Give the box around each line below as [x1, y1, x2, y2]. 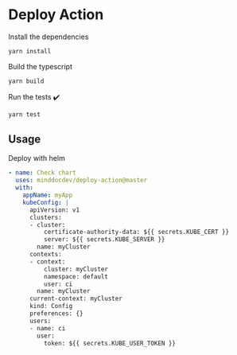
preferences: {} [29, 310, 84, 318]
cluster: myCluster [43, 265, 109, 273]
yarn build [8, 77, 45, 85]
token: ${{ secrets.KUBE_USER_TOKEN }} [43, 339, 177, 347]
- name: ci [29, 324, 66, 332]
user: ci [43, 280, 73, 288]
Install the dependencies [8, 32, 89, 41]
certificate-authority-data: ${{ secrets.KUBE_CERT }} [43, 228, 229, 236]
